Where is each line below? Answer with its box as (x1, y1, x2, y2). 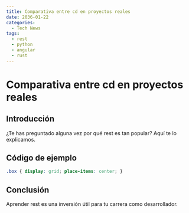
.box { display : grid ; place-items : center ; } (6, 169, 123, 175)
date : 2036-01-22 (6, 14, 49, 20)
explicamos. (6, 136, 35, 143)
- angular (11, 47, 35, 53)
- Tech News (11, 25, 41, 31)
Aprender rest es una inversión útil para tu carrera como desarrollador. (6, 201, 178, 208)
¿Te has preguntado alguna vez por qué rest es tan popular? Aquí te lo (6, 129, 177, 136)
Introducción (6, 114, 55, 124)
